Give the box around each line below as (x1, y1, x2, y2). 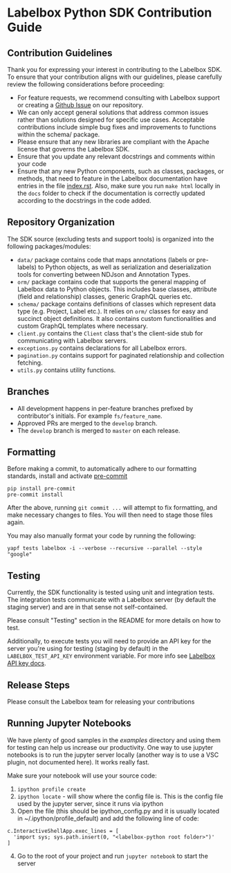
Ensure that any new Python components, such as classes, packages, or (17, 167, 224, 175)
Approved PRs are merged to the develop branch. (17, 419, 158, 427)
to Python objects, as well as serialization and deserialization (37, 263, 212, 271)
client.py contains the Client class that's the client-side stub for (17, 329, 203, 337)
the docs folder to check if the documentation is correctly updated (17, 189, 205, 197)
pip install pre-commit (7, 486, 76, 493)
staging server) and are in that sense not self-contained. (7, 603, 168, 612)
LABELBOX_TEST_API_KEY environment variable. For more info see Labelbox (7, 652, 216, 660)
